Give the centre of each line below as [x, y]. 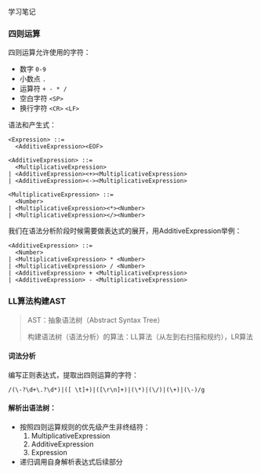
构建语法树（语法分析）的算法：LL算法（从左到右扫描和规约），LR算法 [140, 337]
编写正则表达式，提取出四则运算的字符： [73, 374]
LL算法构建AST [37, 301]
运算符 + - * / [43, 89]
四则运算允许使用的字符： [49, 53]
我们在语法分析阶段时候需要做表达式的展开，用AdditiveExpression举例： [125, 231]
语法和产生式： [32, 125]
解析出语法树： [32, 408]
